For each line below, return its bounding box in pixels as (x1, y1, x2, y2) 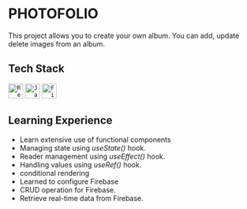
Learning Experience (8, 114, 113, 127)
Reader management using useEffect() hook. (19, 151, 166, 161)
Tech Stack (8, 62, 65, 76)
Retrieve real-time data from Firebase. (19, 193, 144, 203)
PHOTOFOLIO (8, 5, 99, 23)
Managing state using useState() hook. (19, 143, 146, 152)
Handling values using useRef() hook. (19, 159, 142, 170)
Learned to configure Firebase (19, 177, 119, 186)
